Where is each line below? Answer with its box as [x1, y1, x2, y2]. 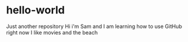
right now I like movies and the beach [6, 29, 98, 36]
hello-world [6, 3, 65, 17]
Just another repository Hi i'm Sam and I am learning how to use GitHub [6, 23, 183, 30]
